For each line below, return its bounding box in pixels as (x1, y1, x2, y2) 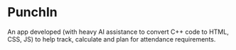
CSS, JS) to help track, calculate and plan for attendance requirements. (7, 35, 216, 43)
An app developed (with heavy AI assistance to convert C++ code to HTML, (7, 27, 229, 36)
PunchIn (7, 4, 58, 20)
